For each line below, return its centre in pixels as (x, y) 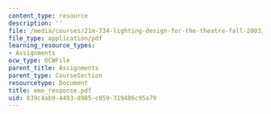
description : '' (35, 23)
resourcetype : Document (48, 83)
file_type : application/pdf (56, 38)
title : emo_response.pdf (50, 90)
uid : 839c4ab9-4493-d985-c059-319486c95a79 (83, 98)
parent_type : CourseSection (56, 75)
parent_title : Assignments (54, 68)
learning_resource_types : (52, 46)
